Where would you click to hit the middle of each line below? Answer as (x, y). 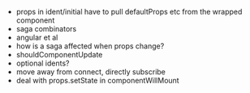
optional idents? (43, 63)
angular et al (37, 37)
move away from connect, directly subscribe (91, 72)
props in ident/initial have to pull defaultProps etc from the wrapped (129, 12)
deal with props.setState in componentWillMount (98, 80)
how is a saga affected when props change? (90, 46)
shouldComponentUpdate (59, 55)
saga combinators (46, 29)
